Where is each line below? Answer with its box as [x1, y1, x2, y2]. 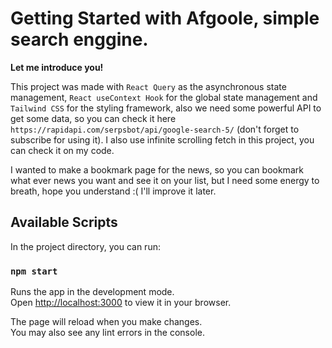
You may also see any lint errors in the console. [10, 327, 205, 339]
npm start [10, 265, 58, 277]
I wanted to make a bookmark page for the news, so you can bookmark [10, 163, 304, 176]
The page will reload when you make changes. [10, 316, 203, 328]
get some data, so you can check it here [10, 112, 177, 124]
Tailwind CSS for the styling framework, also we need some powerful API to [10, 102, 322, 114]
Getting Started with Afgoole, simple [10, 7, 320, 30]
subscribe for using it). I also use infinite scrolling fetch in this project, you [10, 133, 315, 146]
